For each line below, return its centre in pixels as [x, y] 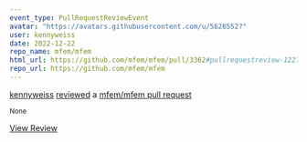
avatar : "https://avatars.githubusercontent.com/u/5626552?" [128, 26]
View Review [33, 127]
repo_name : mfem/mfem [51, 52]
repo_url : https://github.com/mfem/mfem [88, 69]
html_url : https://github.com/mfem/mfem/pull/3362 [108, 60]
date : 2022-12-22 [42, 43]
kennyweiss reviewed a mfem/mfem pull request [101, 94]
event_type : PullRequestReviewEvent [79, 18]
